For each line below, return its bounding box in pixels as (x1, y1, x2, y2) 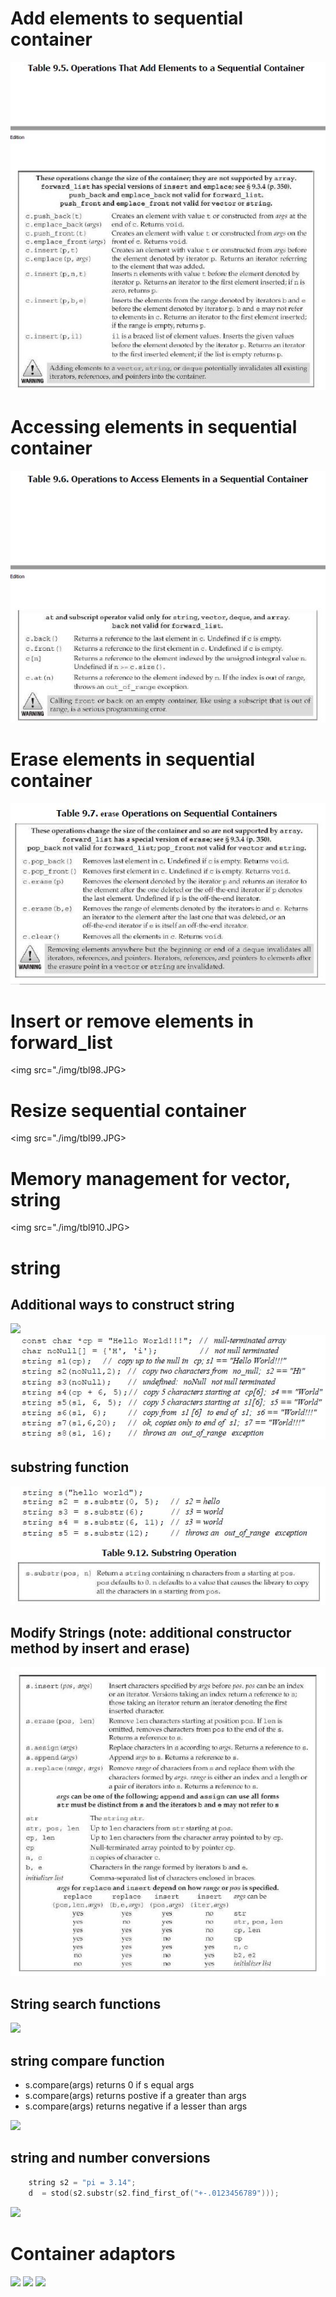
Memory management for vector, (10, 1167, 291, 1190)
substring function (10, 1459, 130, 1476)
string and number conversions (10, 2150, 211, 2167)
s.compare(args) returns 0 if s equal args (24, 2079, 195, 2091)
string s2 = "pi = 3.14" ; (28, 2177, 137, 2187)
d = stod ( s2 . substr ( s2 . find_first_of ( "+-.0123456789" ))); (28, 2188, 280, 2198)
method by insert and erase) (10, 1640, 191, 1657)
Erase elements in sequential (10, 748, 256, 771)
